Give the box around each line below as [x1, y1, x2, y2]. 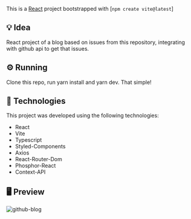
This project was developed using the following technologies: [6, 112, 159, 119]
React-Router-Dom [15, 156, 62, 163]
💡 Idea [6, 22, 31, 33]
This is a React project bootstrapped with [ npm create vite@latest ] [6, 5, 174, 12]
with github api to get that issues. [6, 45, 89, 52]
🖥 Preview [6, 186, 45, 197]
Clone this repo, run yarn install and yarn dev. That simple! [6, 78, 152, 86]
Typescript [15, 136, 42, 144]
